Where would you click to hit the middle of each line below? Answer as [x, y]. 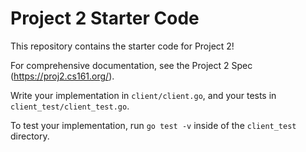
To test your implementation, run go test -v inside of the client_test [153, 125]
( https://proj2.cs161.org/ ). [62, 76]
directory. [30, 136]
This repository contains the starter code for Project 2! [122, 46]
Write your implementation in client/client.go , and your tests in [143, 95]
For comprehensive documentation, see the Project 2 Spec [131, 65]
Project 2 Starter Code [105, 18]
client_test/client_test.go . [70, 106]
